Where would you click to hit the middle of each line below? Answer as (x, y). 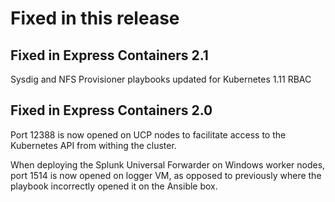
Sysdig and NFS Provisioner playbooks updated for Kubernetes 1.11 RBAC (161, 79)
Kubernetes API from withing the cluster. (93, 145)
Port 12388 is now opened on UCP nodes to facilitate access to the (148, 134)
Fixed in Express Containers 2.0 (111, 110)
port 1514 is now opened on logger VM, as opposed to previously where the (166, 175)
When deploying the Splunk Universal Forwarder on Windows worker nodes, (168, 164)
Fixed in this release (95, 18)
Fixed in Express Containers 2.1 (109, 55)
